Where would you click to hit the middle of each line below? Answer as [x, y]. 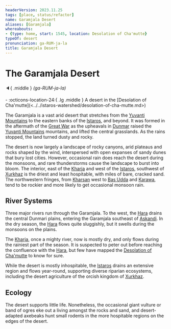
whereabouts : [19, 29]
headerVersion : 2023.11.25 [34, 10]
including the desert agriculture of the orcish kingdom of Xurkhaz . [75, 276]
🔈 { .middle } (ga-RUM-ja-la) [36, 88]
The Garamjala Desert [53, 73]
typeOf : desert [21, 39]
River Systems [29, 201]
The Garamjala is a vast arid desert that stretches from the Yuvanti [75, 115]
